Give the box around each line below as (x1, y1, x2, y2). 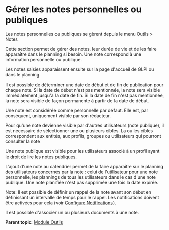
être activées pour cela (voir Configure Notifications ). (5, 200, 116, 206)
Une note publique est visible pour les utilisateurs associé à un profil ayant (5, 148, 160, 154)
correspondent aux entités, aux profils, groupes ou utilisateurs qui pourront (5, 133, 161, 139)
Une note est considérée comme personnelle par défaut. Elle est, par (5, 107, 149, 113)
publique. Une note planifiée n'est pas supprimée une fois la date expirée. (5, 179, 159, 185)
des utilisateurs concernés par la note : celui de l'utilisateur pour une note (5, 169, 158, 175)
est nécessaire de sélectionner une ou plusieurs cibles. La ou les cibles (5, 127, 153, 134)
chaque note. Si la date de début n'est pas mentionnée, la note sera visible (5, 87, 160, 93)
